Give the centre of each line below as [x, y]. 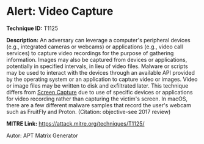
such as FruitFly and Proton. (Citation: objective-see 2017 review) [89, 112]
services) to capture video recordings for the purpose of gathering [90, 53]
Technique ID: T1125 [32, 28]
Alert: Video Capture [60, 11]
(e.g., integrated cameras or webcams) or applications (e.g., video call [95, 47]
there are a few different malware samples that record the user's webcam [99, 105]
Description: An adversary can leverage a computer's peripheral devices [98, 40]
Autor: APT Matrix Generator [42, 135]
